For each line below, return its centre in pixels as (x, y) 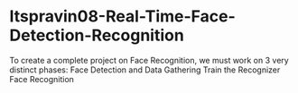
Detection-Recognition (97, 35)
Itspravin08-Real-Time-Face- (123, 17)
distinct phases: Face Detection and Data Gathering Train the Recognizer (145, 70)
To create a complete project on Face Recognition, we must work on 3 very (149, 60)
